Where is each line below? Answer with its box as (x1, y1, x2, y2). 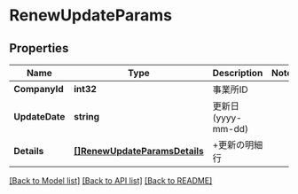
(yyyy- (212, 112, 242, 124)
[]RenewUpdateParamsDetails (74, 145, 204, 157)
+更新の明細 (212, 139, 263, 151)
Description (212, 67, 263, 79)
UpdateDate (13, 111, 66, 122)
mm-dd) (212, 123, 248, 135)
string (74, 111, 100, 122)
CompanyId (13, 83, 64, 95)
